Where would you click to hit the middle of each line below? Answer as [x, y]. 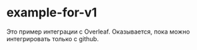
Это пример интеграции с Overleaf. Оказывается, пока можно [98, 32]
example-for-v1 [52, 13]
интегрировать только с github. [53, 38]
